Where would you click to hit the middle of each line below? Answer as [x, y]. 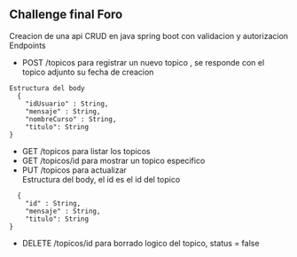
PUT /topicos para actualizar [74, 170]
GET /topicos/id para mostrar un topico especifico [113, 160]
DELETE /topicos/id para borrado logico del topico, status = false [141, 243]
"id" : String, [53, 203]
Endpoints [27, 45]
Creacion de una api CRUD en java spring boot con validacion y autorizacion [149, 35]
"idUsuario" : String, [67, 104]
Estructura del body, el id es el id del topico [101, 179]
